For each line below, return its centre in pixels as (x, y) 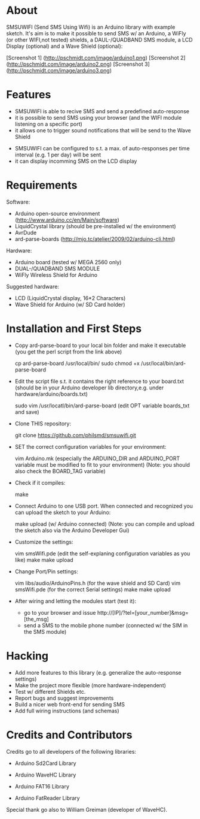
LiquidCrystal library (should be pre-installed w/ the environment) (95, 226)
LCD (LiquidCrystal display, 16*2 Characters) (70, 298)
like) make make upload (44, 560)
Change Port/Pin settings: (47, 571)
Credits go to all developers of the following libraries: (71, 751)
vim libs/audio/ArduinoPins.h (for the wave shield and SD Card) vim (98, 583)
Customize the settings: (44, 542)
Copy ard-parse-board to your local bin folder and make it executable (100, 345)
